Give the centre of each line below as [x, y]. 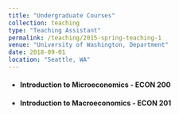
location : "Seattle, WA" [49, 60]
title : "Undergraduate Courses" [62, 15]
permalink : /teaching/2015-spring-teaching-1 [85, 38]
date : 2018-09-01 [37, 52]
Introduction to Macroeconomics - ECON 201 [95, 103]
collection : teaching [44, 23]
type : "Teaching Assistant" [55, 30]
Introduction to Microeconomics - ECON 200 [95, 85]
